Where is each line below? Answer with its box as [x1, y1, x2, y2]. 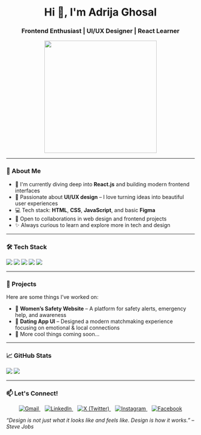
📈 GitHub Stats [6, 352, 52, 360]
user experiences [14, 200, 58, 207]
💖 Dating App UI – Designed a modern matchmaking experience [14, 318, 173, 325]
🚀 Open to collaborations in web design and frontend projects [14, 215, 167, 222]
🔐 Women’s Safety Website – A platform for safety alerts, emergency [14, 305, 187, 312]
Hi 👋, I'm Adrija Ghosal [44, 5, 157, 19]
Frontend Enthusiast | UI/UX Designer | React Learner [21, 27, 180, 35]
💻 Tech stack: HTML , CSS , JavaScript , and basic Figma [14, 206, 156, 213]
